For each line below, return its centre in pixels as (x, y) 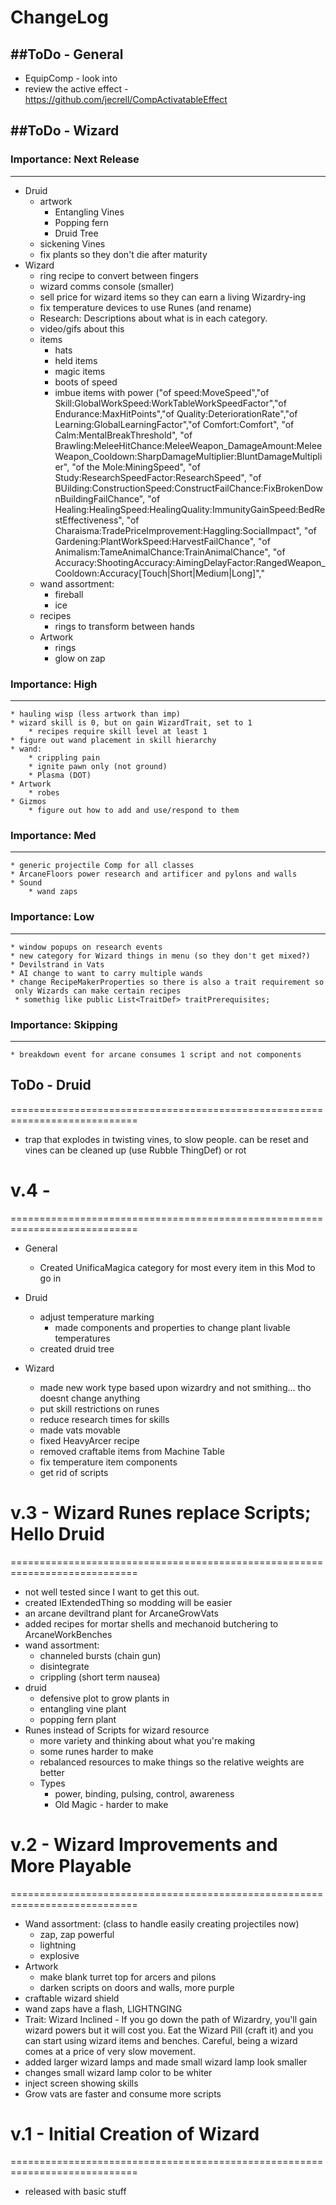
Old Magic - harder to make (111, 1804)
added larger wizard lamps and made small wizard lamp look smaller (166, 2062)
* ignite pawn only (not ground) (98, 766)
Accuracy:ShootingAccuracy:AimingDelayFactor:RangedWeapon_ (190, 562)
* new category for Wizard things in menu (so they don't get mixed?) (160, 956)
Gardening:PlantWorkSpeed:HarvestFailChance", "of (162, 541)
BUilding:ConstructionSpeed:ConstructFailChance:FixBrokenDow (188, 488)
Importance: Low (52, 917)
